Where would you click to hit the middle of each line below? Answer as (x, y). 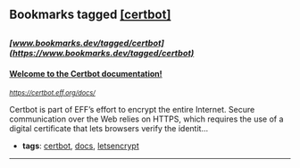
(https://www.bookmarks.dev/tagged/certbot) (102, 53)
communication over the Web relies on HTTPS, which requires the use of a (146, 119)
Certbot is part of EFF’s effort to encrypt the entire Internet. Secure (132, 109)
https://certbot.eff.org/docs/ (53, 93)
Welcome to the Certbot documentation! (86, 74)
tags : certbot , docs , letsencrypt (81, 146)
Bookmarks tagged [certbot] (90, 15)
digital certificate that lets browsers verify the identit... (108, 128)
